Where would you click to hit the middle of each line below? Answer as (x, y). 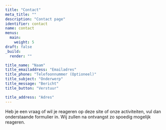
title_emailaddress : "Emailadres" (41, 70)
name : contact (20, 28)
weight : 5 (24, 42)
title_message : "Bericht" (32, 84)
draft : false (19, 47)
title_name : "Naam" (25, 65)
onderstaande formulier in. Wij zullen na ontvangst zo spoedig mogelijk (78, 117)
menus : (12, 33)
